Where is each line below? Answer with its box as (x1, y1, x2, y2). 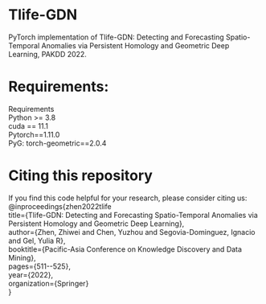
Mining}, (8, 253, 36, 262)
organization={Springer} (8, 278, 89, 288)
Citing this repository (8, 166, 153, 185)
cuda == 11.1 (8, 121, 49, 130)
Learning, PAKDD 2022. (8, 49, 87, 59)
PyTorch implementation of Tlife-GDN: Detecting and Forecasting (8, 32, 225, 42)
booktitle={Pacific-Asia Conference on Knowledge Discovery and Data (8, 244, 243, 254)
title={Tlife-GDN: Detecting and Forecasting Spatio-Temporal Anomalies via (8, 210, 259, 220)
